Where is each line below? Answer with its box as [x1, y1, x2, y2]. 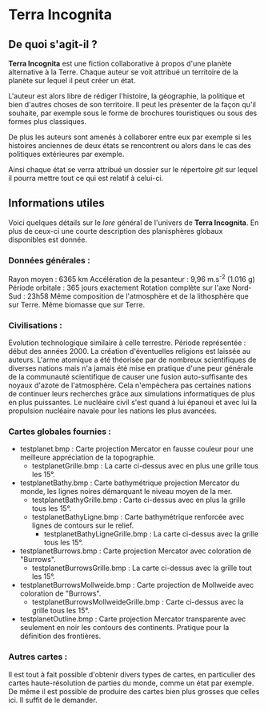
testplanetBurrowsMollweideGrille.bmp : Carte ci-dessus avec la [31, 597, 244, 607]
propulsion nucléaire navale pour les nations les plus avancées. [8, 406, 218, 416]
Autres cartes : [8, 651, 68, 662]
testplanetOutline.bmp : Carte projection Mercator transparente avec [19, 614, 246, 624]
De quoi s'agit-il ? [8, 38, 98, 51]
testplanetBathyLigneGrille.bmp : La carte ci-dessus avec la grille [43, 529, 258, 539]
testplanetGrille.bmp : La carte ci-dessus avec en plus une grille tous [31, 461, 258, 471]
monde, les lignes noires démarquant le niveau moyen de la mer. [19, 487, 233, 496]
